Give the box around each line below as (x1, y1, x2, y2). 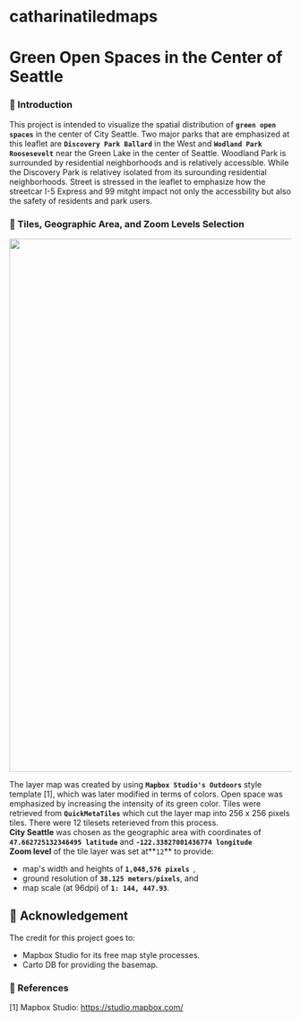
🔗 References (9, 981, 69, 994)
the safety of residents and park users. (9, 195, 152, 206)
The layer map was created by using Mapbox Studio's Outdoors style (9, 779, 262, 789)
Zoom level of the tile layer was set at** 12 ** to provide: (9, 846, 214, 857)
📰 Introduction (9, 99, 73, 111)
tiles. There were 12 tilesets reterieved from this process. (9, 817, 219, 828)
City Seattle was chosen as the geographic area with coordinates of (9, 826, 262, 837)
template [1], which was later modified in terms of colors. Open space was (9, 788, 284, 799)
